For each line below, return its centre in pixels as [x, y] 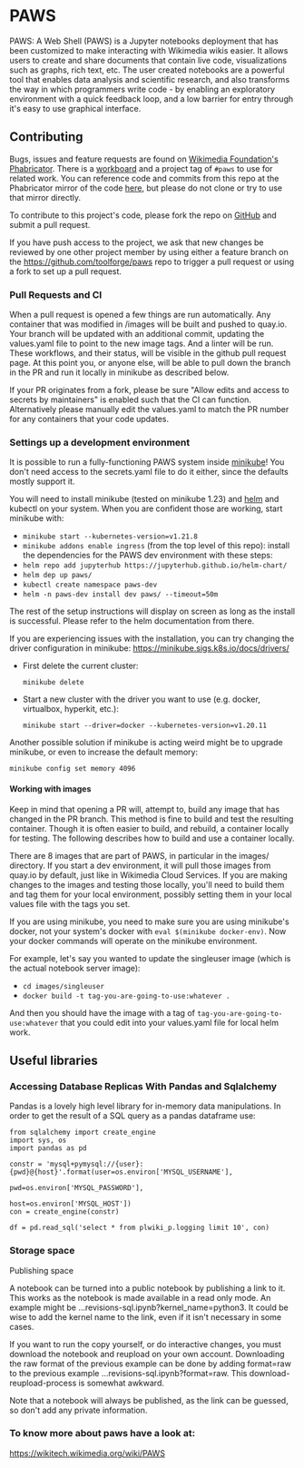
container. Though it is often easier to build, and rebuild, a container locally [149, 828]
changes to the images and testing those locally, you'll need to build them [147, 884]
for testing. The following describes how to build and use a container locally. [152, 838]
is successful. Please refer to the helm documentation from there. [132, 621]
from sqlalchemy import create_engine [83, 1133]
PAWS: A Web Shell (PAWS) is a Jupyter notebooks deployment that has [144, 41]
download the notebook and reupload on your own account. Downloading [147, 1354]
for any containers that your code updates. [89, 419]
